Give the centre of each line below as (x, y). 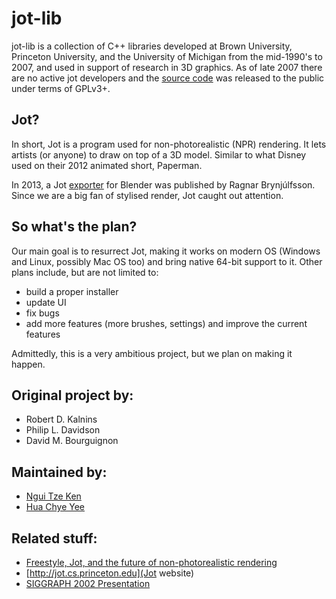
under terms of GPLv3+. (61, 88)
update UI (46, 302)
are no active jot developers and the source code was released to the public (168, 78)
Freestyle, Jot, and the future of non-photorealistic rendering (151, 562)
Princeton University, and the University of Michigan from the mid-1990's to (167, 56)
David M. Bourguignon (72, 441)
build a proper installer (72, 291)
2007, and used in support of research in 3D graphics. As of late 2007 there (167, 67)
